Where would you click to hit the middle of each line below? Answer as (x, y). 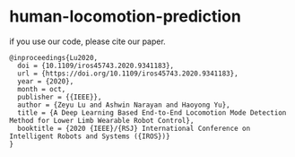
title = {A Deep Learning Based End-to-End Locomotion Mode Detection (152, 113)
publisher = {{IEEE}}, (60, 97)
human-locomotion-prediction (126, 17)
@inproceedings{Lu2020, (54, 57)
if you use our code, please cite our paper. (87, 41)
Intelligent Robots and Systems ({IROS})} (90, 136)
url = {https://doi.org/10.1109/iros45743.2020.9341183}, (128, 74)
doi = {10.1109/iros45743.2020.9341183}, (96, 65)
